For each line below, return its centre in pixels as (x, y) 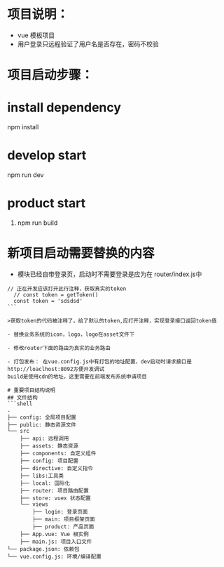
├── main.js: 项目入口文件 (56, 542)
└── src (19, 431)
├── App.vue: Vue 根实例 (55, 534)
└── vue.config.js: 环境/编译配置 (54, 556)
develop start (47, 156)
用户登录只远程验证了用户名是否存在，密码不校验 (88, 44)
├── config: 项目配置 (49, 461)
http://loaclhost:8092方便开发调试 (56, 369)
